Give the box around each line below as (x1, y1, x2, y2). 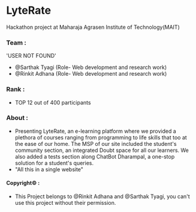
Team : (6, 38, 27, 47)
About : (6, 114, 29, 122)
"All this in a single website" (14, 166, 84, 173)
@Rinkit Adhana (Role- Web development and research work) (14, 70, 167, 77)
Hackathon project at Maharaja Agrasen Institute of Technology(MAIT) (6, 23, 180, 31)
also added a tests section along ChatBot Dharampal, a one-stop (14, 153, 175, 160)
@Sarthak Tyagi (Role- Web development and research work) (14, 64, 167, 71)
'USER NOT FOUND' (6, 52, 57, 59)
